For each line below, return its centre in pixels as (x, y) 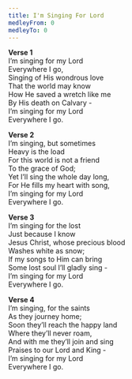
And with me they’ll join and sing (61, 342)
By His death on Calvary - (50, 103)
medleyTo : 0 (28, 30)
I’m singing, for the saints (49, 308)
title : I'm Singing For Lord (56, 15)
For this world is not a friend (54, 160)
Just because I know (42, 235)
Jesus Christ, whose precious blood (67, 242)
